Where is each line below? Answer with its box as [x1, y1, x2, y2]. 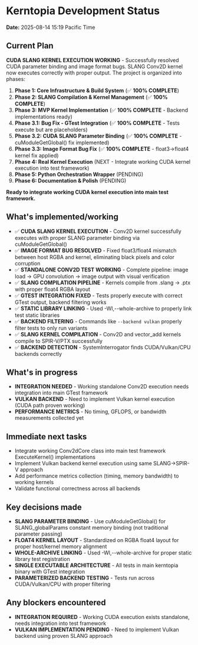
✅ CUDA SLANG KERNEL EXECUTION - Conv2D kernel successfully [14, 228, 181, 235]
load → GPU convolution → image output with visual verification [14, 273, 170, 280]
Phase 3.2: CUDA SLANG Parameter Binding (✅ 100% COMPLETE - [14, 132, 182, 140]
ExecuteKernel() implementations [14, 453, 96, 461]
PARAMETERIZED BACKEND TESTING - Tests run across [14, 575, 155, 581]
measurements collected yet [14, 414, 84, 422]
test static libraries [14, 312, 60, 319]
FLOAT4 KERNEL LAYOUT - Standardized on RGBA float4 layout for [14, 537, 179, 543]
